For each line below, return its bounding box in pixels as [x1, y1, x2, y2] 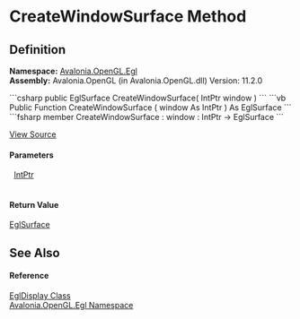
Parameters [9, 150, 54, 160]
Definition [9, 42, 66, 57]
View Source [9, 129, 57, 140]
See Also [9, 245, 60, 261]
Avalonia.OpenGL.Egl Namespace [9, 300, 134, 310]
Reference [9, 271, 49, 281]
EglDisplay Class [9, 290, 71, 301]
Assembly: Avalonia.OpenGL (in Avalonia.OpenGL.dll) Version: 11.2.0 [9, 75, 263, 86]
